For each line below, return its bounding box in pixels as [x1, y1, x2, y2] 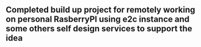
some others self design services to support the [5, 23, 193, 34]
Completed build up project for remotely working [5, 5, 196, 15]
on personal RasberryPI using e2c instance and [5, 14, 190, 25]
